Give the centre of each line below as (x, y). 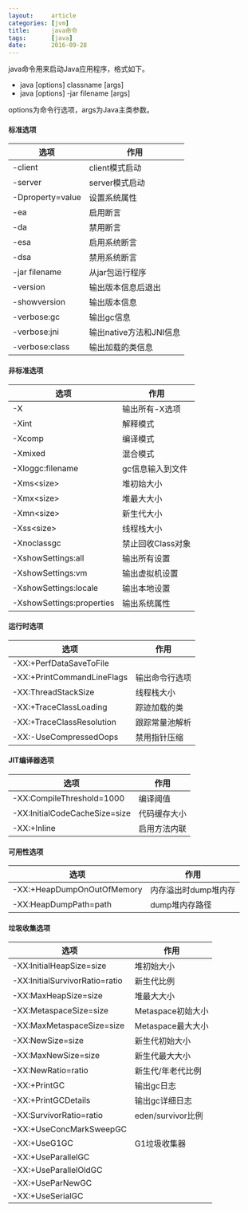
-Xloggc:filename (45, 468)
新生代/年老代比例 (168, 1071)
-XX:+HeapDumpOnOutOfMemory (77, 890)
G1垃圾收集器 (160, 1143)
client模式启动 (115, 168)
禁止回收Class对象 (157, 543)
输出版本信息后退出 (125, 288)
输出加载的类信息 (121, 348)
